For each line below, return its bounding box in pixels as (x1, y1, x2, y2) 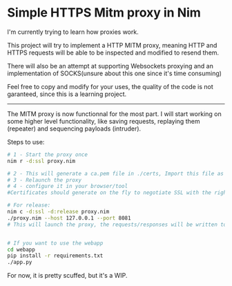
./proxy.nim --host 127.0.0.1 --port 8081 (7, 214, 131, 222)
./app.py (7, 259, 32, 266)
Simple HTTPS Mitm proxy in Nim (7, 5, 202, 21)
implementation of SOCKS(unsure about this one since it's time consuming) (7, 69, 222, 77)
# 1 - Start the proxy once (7, 151, 88, 158)
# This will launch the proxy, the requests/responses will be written (7, 221, 217, 228)
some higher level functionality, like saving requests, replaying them (7, 117, 200, 125)
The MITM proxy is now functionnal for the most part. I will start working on (7, 109, 222, 118)
